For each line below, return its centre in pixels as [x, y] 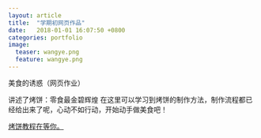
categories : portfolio [45, 37]
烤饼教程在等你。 [36, 126]
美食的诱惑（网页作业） [46, 83]
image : [19, 45]
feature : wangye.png [49, 60]
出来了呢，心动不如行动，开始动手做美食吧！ [95, 109]
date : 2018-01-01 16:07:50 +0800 [67, 30]
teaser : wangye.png [47, 52]
